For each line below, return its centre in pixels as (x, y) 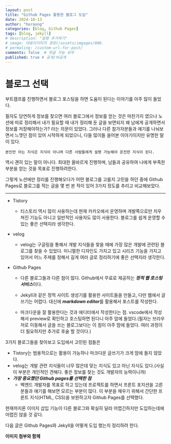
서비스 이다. (31, 284)
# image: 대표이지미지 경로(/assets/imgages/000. (55, 43)
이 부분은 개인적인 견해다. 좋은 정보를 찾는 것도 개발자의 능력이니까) (79, 372)
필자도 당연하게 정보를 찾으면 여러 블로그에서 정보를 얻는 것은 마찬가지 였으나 (81, 116)
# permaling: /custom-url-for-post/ (44, 48)
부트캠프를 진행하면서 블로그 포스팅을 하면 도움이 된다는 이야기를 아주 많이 (79, 99)
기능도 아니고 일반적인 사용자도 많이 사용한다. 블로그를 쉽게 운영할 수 (98, 218)
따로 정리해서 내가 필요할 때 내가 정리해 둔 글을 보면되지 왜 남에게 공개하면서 (90, 123)
